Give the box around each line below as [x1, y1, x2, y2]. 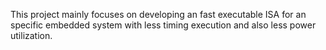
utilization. [10, 30, 53, 41]
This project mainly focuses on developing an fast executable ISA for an [10, 9, 307, 20]
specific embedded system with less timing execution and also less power [10, 19, 317, 31]
